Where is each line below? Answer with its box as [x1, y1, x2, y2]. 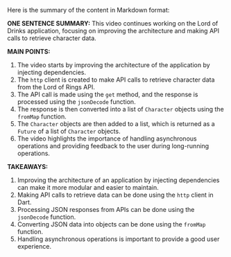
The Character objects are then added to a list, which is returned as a [17, 120, 215, 127]
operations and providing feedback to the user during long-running [17, 142, 209, 150]
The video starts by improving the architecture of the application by [17, 61, 210, 69]
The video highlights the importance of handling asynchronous [17, 134, 197, 143]
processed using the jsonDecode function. [17, 98, 137, 106]
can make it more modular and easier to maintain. [17, 184, 159, 191]
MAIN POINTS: [7, 48, 51, 55]
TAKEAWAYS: [7, 163, 49, 170]
